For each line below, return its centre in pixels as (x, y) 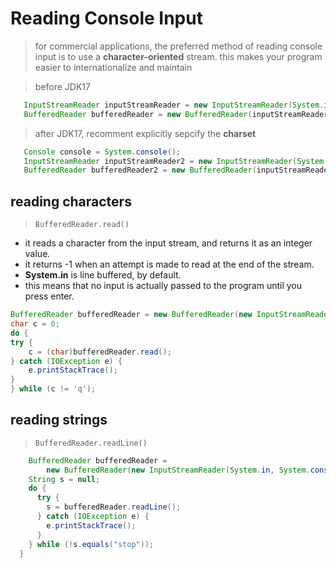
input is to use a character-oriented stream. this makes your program (178, 56)
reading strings (59, 420)
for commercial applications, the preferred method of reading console (178, 46)
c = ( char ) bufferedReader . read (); (100, 352)
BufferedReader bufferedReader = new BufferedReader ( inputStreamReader (176, 114)
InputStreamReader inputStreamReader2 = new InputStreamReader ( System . (176, 161)
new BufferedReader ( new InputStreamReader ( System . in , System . (178, 470)
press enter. (49, 296)
